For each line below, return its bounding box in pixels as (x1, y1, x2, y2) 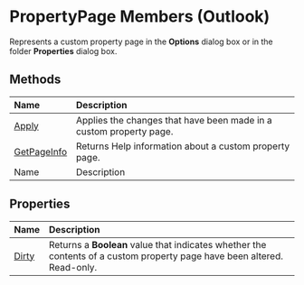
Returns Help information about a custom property (75, 140, 290, 152)
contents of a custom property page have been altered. (48, 250, 283, 262)
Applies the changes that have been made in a (75, 114, 273, 126)
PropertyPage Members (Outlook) (9, 6, 271, 27)
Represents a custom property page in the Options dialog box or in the (9, 36, 273, 47)
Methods (9, 72, 62, 87)
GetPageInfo (14, 145, 68, 158)
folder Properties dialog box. (9, 45, 118, 56)
